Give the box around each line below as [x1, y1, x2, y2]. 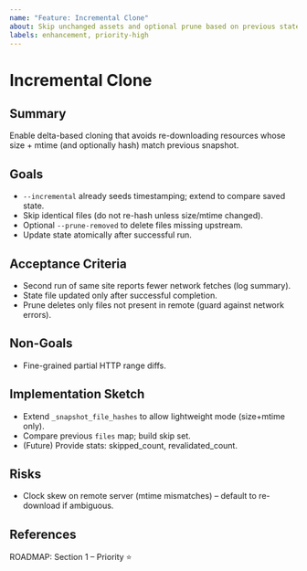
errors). [22, 310, 52, 320]
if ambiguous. [62, 500, 114, 512]
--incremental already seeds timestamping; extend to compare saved [22, 191, 286, 202]
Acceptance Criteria [9, 256, 127, 271]
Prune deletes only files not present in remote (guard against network [22, 300, 285, 311]
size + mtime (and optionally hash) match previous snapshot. [9, 140, 239, 151]
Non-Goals [9, 335, 73, 352]
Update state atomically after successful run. [22, 229, 192, 240]
